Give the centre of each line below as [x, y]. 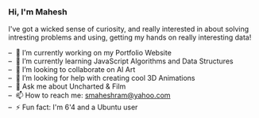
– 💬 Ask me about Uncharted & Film [67, 86]
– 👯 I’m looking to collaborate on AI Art [72, 70]
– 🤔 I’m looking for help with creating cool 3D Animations [102, 78]
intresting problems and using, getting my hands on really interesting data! [130, 37]
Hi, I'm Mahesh [38, 12]
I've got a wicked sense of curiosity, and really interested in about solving [129, 29]
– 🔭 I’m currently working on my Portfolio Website [90, 53]
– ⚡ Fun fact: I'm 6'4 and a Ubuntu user [73, 107]
